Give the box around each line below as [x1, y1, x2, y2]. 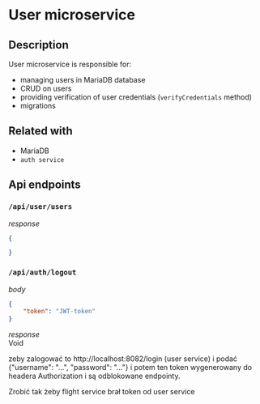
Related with [8, 124, 73, 138]
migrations [19, 101, 57, 110]
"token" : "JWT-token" [23, 308, 96, 316]
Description [8, 38, 69, 52]
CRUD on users [19, 83, 72, 93]
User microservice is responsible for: [8, 59, 132, 69]
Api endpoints [8, 178, 81, 192]
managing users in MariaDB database [19, 75, 146, 84]
